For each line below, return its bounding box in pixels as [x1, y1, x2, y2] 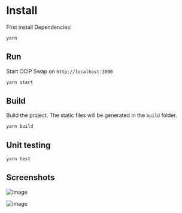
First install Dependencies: [6, 23, 72, 31]
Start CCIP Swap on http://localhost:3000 [6, 67, 113, 75]
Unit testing [6, 140, 51, 150]
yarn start [6, 79, 34, 85]
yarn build [6, 124, 34, 130]
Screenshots [6, 172, 55, 183]
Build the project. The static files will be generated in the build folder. [6, 112, 178, 119]
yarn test [6, 156, 31, 162]
